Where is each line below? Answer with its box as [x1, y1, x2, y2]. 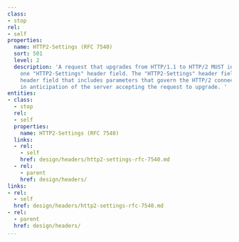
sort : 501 [14, 51, 43, 58]
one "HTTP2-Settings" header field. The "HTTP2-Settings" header [20, 70, 218, 77]
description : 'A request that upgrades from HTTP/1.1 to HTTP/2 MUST [14, 63, 224, 70]
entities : [7, 90, 37, 97]
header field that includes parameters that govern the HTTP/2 [20, 76, 212, 84]
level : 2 [14, 57, 40, 64]
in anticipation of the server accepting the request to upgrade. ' [20, 83, 228, 90]
